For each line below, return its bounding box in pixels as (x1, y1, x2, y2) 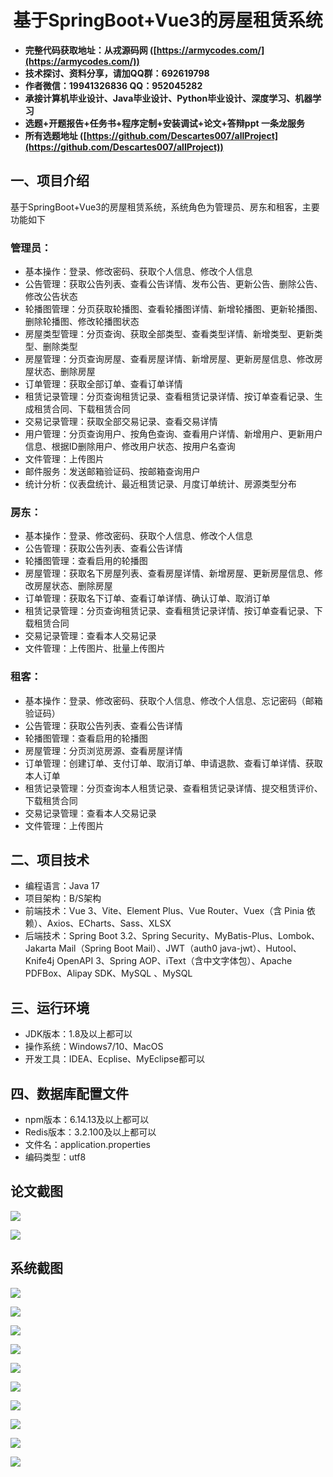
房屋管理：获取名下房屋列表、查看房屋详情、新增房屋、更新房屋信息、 (24, 567, 315, 580)
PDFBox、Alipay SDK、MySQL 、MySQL (24, 967, 193, 980)
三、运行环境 (10, 999, 90, 1016)
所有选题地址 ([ (24, 129, 87, 141)
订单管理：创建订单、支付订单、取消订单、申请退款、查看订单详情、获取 (24, 757, 323, 769)
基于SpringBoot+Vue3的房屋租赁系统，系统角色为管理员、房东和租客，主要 (10, 201, 320, 213)
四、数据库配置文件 (10, 1085, 129, 1102)
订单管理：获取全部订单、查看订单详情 (24, 378, 183, 390)
